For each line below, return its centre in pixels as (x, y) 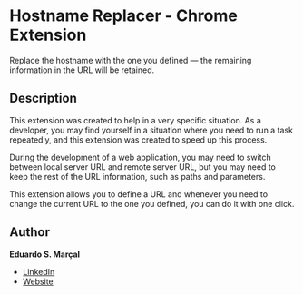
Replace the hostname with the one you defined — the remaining (131, 60)
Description (43, 98)
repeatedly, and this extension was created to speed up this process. (138, 139)
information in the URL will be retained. (82, 70)
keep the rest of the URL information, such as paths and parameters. (137, 176)
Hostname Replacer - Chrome (123, 16)
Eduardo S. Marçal (44, 254)
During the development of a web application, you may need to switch (141, 157)
